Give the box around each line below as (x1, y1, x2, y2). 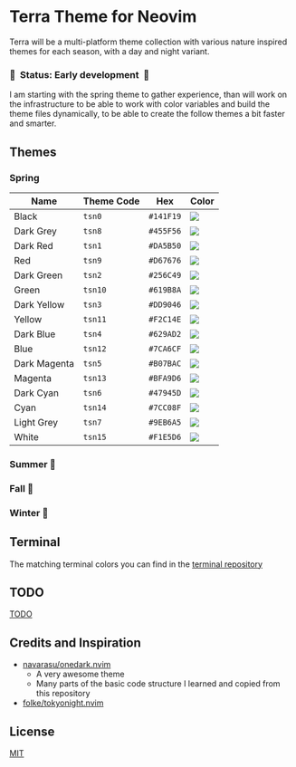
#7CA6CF (148, 343, 182, 354)
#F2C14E (148, 314, 182, 324)
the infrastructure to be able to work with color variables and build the (9, 99, 270, 110)
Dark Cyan (14, 387, 59, 399)
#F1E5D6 (148, 432, 182, 442)
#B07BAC (148, 358, 182, 369)
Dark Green (14, 269, 63, 282)
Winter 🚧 (9, 506, 49, 519)
